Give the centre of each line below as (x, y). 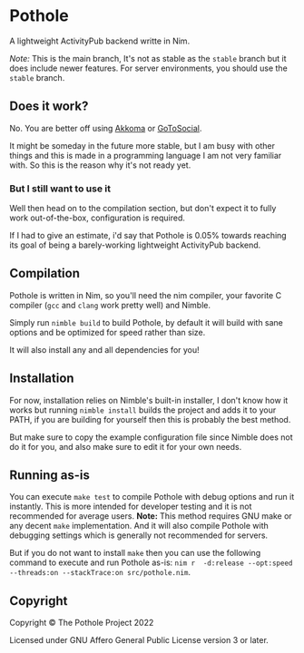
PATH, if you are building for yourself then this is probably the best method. (150, 419)
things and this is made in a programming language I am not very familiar (146, 155)
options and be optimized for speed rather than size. (108, 332)
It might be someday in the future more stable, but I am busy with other (142, 145)
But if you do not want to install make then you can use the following (135, 553)
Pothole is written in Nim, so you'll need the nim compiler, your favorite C (146, 295)
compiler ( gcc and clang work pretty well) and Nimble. (110, 305)
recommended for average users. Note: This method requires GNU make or (151, 516)
